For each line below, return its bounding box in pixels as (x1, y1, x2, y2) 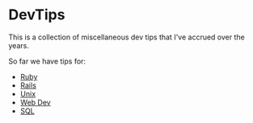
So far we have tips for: (8, 56, 86, 66)
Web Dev (19, 97, 51, 107)
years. (8, 40, 30, 50)
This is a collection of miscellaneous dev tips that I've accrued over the (8, 32, 245, 42)
